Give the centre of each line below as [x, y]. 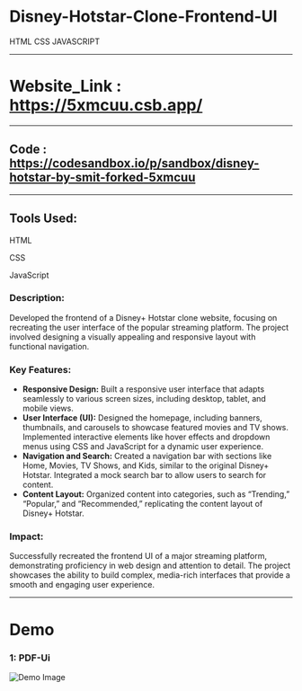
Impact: [27, 536]
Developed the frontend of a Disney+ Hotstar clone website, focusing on [143, 317]
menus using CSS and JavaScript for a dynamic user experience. [142, 447]
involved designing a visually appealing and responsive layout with [133, 337]
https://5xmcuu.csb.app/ [106, 106]
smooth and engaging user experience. [82, 585]
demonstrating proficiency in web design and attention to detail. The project [150, 566]
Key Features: [40, 369]
